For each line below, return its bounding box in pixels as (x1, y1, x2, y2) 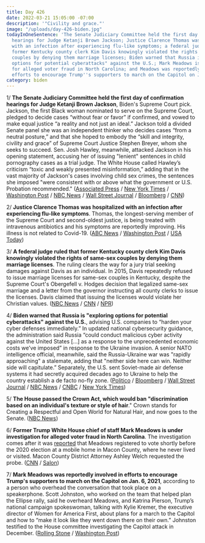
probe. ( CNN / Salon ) (6, 459, 60, 466)
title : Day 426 (6, 9, 45, 15)
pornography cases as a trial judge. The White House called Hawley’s (6, 159, 181, 167)
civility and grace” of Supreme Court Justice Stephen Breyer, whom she (6, 140, 187, 147)
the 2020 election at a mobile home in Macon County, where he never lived (6, 446, 195, 454)
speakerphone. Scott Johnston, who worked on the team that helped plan (6, 490, 192, 498)
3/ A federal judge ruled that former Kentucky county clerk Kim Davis (6, 248, 186, 255)
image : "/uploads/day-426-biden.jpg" (6, 26, 103, 32)
